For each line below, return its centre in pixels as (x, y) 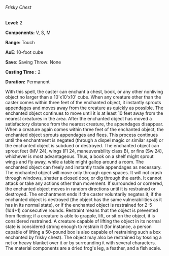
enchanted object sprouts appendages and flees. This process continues (82, 135)
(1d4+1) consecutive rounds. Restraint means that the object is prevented (82, 210)
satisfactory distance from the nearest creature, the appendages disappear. (84, 124)
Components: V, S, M (28, 33)
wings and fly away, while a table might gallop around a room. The (75, 162)
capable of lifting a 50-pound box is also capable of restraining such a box (83, 232)
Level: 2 (14, 23)
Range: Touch (20, 43)
